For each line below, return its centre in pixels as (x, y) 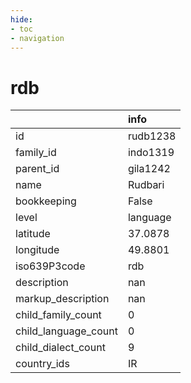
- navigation (37, 38)
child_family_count (58, 315)
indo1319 (151, 153)
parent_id (37, 169)
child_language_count (66, 331)
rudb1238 (152, 136)
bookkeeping (46, 201)
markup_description (62, 299)
